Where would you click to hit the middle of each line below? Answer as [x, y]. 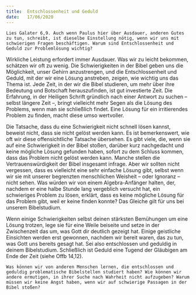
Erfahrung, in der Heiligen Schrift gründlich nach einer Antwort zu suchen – [97, 97]
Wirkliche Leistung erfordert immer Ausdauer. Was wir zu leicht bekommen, [97, 59]
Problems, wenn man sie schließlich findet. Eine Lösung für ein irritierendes [97, 109]
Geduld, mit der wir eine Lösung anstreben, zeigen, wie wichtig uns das [92, 78]
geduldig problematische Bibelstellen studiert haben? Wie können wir [94, 272]
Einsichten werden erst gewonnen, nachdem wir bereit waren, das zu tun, [95, 237]
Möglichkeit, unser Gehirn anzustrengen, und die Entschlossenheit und [92, 71]
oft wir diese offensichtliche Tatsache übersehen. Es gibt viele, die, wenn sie [98, 139]
